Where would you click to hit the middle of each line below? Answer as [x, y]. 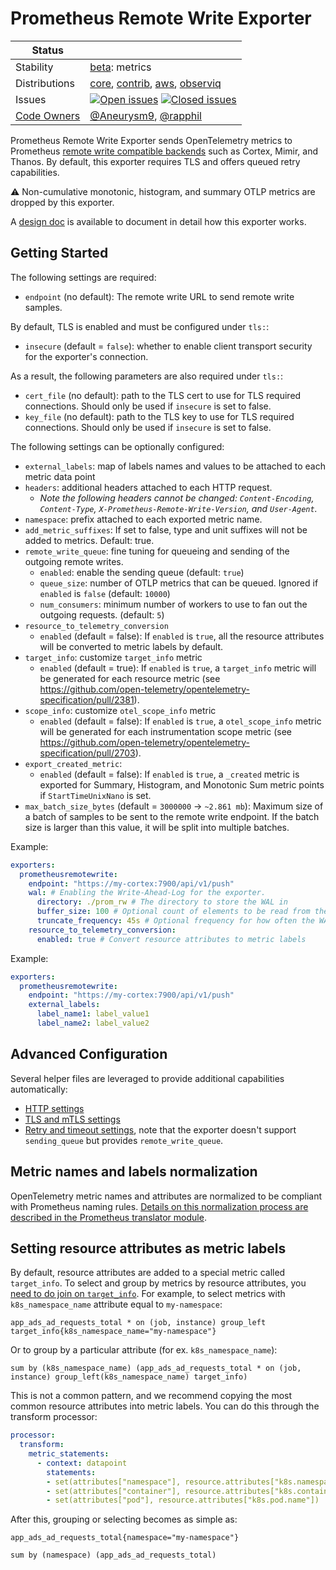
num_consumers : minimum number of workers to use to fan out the [173, 604]
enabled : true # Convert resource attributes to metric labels [171, 939]
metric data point [60, 476]
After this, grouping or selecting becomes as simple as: [124, 1519]
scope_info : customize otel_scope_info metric [120, 710]
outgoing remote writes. [74, 561]
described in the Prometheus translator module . [108, 1217]
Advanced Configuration [89, 1054]
